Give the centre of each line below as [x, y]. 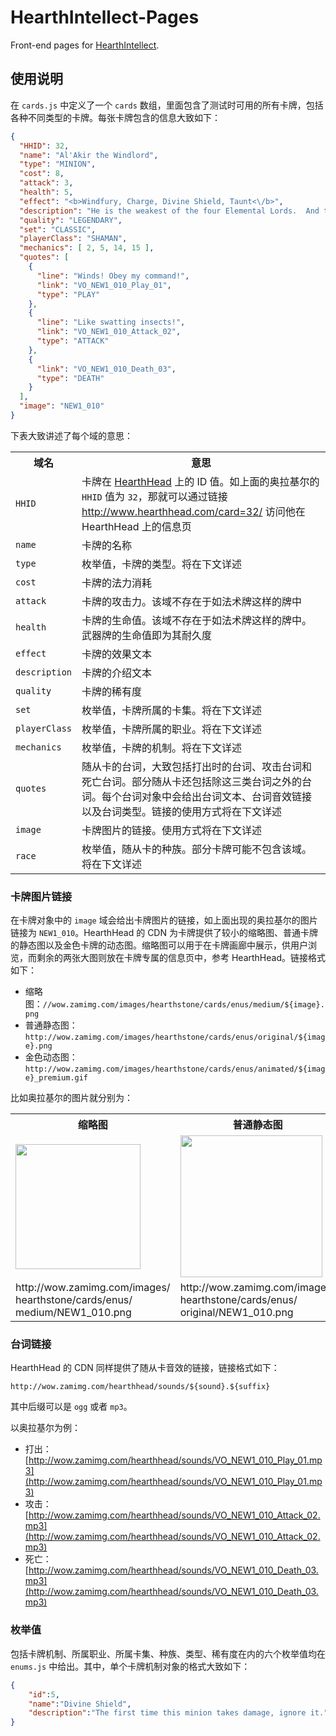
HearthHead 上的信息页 [136, 526]
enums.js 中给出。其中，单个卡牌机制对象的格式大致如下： [130, 1666]
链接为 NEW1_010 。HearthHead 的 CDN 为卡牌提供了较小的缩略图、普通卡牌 [164, 933]
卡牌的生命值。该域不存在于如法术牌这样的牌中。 [197, 620]
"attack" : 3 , [46, 183]
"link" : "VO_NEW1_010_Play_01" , [104, 285]
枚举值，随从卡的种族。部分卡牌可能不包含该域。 [197, 849]
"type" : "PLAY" [68, 294]
